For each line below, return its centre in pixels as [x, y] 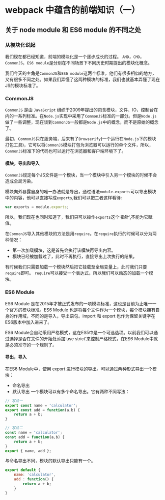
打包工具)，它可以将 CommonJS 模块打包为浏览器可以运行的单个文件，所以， [79, 145]
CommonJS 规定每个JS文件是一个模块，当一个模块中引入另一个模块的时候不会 [81, 175]
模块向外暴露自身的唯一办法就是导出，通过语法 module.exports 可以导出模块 [81, 192]
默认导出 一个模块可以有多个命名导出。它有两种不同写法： [71, 391]
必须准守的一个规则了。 [33, 345]
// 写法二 [14, 428]
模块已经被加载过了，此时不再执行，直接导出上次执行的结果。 [75, 257]
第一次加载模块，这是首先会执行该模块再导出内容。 [64, 250]
